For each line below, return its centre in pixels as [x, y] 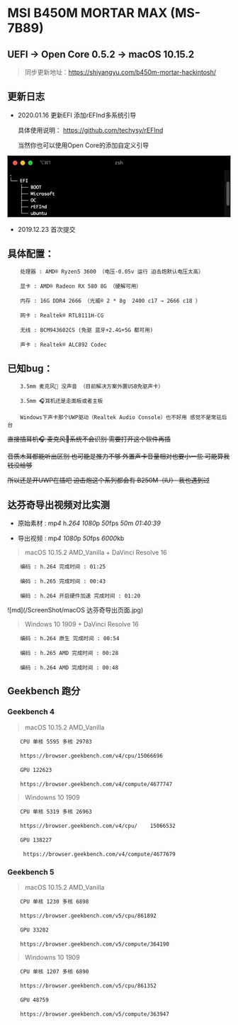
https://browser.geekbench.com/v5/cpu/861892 [89, 916]
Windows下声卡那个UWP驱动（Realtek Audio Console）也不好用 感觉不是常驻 [121, 418]
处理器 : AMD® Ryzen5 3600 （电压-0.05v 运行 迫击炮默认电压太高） [112, 272]
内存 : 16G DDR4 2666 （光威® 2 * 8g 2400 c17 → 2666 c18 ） [110, 301]
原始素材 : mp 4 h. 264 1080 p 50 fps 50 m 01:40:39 [89, 523]
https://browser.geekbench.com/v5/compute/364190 [95, 944]
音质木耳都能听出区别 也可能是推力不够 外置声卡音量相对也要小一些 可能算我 [119, 457]
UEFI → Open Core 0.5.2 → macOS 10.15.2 [101, 54]
